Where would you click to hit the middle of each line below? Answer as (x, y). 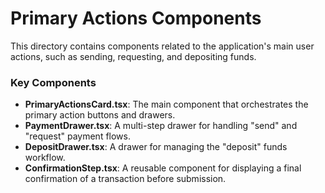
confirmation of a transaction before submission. (125, 179)
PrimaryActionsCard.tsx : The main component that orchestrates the (166, 104)
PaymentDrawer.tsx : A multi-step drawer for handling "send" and (161, 126)
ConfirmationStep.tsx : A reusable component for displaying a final (163, 168)
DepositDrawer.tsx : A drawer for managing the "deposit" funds (156, 147)
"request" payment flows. (78, 136)
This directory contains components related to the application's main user (162, 46)
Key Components (53, 82)
